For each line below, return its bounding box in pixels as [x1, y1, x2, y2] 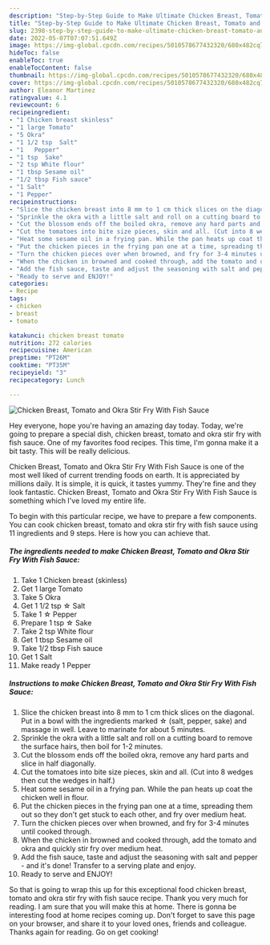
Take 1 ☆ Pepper [20, 609, 77, 619]
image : [9, 42, 31, 50]
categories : [9, 279, 49, 288]
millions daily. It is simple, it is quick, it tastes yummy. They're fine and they [9, 478, 257, 489]
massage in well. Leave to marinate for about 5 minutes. [20, 724, 206, 734]
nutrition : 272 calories [9, 339, 92, 347]
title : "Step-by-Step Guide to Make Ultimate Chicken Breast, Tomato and [9, 19, 261, 27]
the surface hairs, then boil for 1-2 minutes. [20, 742, 163, 751]
